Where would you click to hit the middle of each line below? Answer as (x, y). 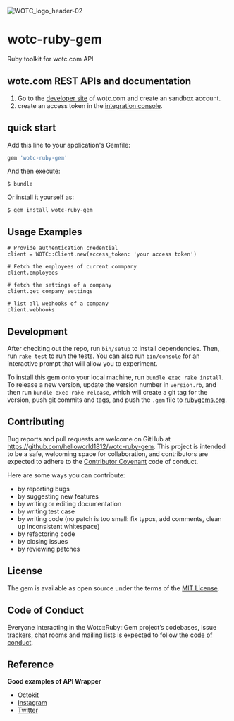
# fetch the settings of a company (60, 285)
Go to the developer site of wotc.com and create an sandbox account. (119, 98)
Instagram (32, 703)
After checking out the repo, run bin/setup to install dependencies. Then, (113, 349)
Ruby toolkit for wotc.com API (50, 59)
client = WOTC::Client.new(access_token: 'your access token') (102, 254)
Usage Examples (45, 232)
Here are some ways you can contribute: (66, 475)
